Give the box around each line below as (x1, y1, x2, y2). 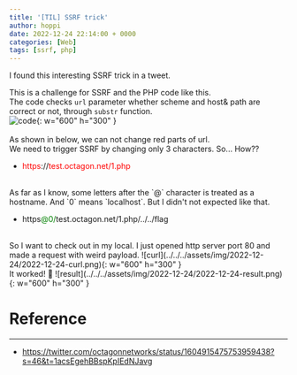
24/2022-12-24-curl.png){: (9, 259, 108, 270)
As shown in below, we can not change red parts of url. (9, 134, 210, 145)
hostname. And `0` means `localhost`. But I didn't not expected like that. (9, 196, 270, 208)
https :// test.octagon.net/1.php (21, 161, 131, 172)
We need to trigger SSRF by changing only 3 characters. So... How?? (9, 143, 260, 155)
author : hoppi (9, 21, 62, 30)
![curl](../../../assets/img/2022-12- (141, 249, 264, 261)
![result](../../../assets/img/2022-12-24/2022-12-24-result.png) (54, 269, 283, 279)
